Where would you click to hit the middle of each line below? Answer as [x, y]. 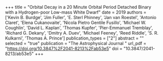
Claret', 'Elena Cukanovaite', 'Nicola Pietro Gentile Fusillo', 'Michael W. [76, 22]
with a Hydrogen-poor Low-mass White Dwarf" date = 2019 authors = [76, 12]
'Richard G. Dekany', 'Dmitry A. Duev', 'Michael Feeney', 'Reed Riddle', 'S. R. [82, 33]
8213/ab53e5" [19, 54]
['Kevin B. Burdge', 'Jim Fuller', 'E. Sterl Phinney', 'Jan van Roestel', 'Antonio [81, 17]
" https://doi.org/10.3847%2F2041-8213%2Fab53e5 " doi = [64, 49]
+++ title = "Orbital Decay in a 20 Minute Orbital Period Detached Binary [78, 7]
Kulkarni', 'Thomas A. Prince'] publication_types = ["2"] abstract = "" [74, 38]
